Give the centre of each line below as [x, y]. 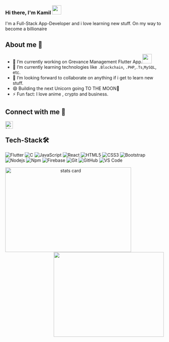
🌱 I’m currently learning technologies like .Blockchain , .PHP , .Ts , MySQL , [84, 67]
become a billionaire [26, 29]
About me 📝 [24, 44]
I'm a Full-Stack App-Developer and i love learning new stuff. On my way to [83, 24]
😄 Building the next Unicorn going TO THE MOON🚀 [66, 88]
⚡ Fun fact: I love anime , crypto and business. [60, 94]
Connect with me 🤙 [35, 112]
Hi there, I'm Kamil [28, 13]
